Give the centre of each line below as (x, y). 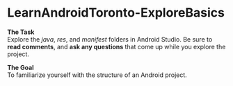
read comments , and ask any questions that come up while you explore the (116, 46)
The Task (21, 32)
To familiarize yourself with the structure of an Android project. (97, 75)
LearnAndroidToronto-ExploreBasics (116, 13)
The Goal (21, 67)
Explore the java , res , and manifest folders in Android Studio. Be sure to (110, 39)
